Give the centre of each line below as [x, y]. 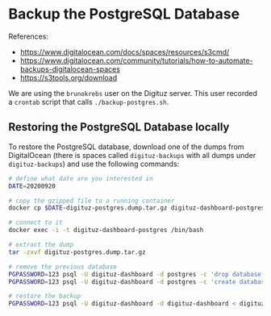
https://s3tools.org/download [69, 77]
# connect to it [35, 222]
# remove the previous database [63, 267]
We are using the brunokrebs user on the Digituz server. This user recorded [133, 93]
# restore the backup [45, 296]
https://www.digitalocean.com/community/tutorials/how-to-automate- [136, 60]
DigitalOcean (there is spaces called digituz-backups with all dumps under [132, 155]
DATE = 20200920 [32, 186]
